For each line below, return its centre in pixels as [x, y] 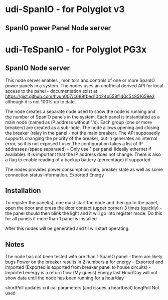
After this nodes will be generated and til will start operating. [67, 228]
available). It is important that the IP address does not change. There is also [83, 154]
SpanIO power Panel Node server [58, 28]
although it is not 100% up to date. [41, 101]
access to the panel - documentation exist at [51, 91]
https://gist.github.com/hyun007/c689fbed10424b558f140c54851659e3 [80, 96]
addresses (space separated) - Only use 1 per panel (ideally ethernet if [78, 149]
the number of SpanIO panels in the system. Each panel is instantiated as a [82, 116]
